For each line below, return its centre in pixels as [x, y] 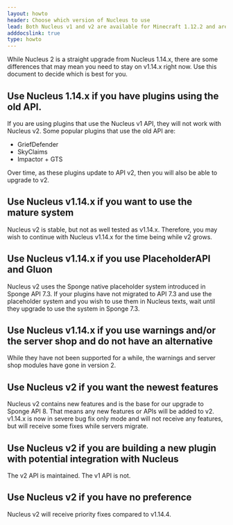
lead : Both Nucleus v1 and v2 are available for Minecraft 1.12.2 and [111, 26]
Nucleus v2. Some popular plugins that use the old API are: [91, 131]
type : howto [24, 40]
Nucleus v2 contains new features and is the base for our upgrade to [106, 404]
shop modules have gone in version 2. [62, 365]
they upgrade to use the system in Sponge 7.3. [74, 308]
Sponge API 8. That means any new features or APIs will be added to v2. [111, 412]
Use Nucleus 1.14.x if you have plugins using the [113, 96]
